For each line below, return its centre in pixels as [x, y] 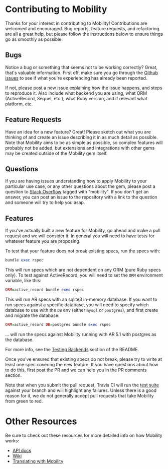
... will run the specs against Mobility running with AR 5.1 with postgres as [81, 334]
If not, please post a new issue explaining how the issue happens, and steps [84, 88]
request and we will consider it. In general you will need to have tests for [80, 236]
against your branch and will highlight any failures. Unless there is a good [81, 390]
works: [12, 441]
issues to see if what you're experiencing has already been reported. [76, 78]
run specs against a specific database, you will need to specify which [77, 305]
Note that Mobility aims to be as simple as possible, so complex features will [84, 143]
